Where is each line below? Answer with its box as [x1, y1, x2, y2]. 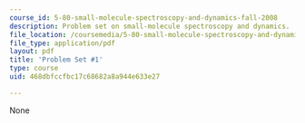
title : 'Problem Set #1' [9, 55, 103, 64]
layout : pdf [9, 47, 54, 56]
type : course [9, 64, 59, 73]
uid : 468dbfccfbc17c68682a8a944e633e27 [9, 72, 161, 81]
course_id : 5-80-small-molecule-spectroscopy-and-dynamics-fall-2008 [9, 13, 279, 23]
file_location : [9, 30, 67, 39]
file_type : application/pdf [9, 38, 116, 48]
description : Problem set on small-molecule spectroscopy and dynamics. [9, 22, 290, 31]
